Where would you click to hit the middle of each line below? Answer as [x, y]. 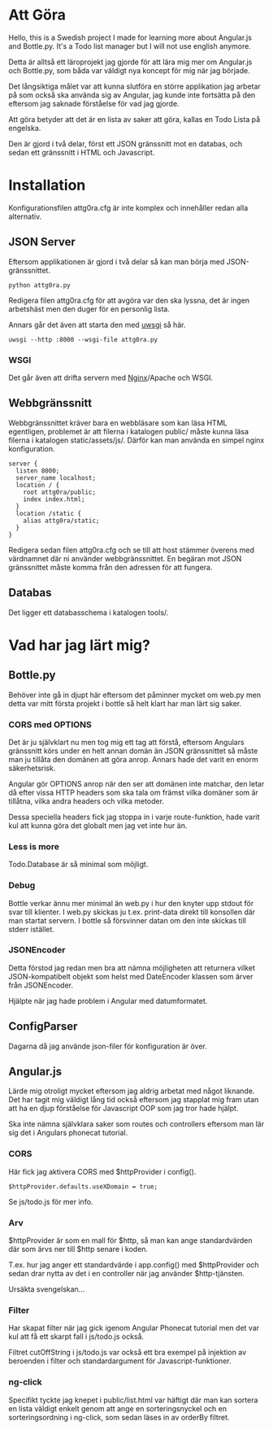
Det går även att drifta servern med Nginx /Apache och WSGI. [111, 377]
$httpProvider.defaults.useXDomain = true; [83, 1186]
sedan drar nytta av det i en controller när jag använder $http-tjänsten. [127, 1274]
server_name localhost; [56, 477]
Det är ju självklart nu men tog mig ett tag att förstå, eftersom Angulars [127, 742]
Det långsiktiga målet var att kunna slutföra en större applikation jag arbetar [135, 86]
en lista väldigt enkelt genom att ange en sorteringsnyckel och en [118, 1408]
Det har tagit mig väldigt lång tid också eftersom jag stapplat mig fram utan [134, 1100]
